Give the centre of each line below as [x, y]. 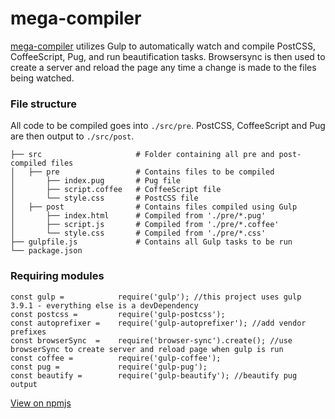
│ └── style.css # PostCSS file [104, 198]
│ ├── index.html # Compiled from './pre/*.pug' [138, 216]
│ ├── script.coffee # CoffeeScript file [116, 190]
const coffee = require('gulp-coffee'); [116, 358]
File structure [43, 104]
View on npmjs [41, 403]
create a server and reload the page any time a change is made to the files [163, 67]
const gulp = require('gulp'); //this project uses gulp [156, 297]
